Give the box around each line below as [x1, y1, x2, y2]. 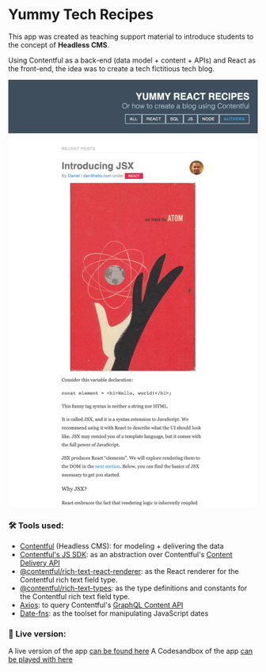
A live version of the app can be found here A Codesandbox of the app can [8, 647, 253, 655]
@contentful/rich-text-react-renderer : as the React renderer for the [19, 566, 239, 575]
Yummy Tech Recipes [8, 6, 154, 24]
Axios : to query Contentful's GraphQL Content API [19, 600, 184, 609]
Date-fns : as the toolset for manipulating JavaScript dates [19, 608, 209, 618]
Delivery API [19, 558, 61, 568]
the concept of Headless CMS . [8, 40, 110, 49]
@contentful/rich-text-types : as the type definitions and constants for [19, 583, 248, 593]
